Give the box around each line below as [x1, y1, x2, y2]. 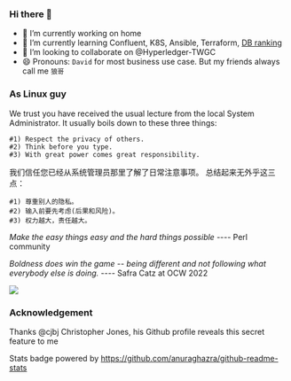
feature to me [9, 336, 59, 346]
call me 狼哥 [21, 66, 65, 76]
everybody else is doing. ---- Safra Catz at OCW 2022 [9, 268, 208, 278]
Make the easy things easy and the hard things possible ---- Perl [9, 231, 248, 242]
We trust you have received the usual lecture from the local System [9, 108, 255, 119]
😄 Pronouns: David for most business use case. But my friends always [21, 57, 280, 67]
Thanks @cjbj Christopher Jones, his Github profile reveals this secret [9, 326, 265, 337]
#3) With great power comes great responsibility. [9, 150, 201, 159]
